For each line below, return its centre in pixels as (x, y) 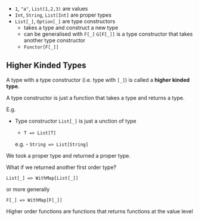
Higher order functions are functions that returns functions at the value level (100, 211)
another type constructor (55, 40)
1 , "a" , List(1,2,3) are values (51, 9)
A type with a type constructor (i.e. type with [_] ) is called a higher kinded (98, 79)
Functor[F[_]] (41, 47)
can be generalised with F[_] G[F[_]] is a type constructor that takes (108, 34)
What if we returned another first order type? (61, 167)
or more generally (28, 189)
